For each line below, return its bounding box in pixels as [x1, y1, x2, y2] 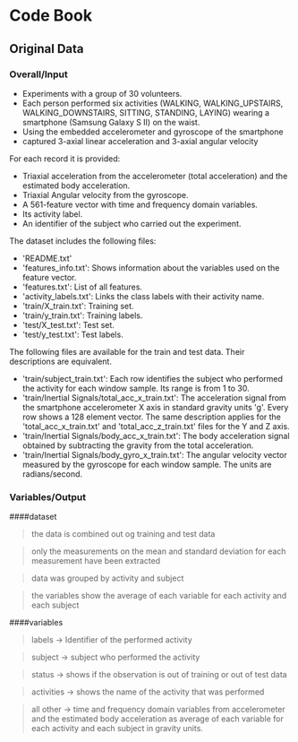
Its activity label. [21, 208, 83, 220]
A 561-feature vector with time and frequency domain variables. [21, 199, 258, 210]
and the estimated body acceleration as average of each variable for [30, 713, 284, 724]
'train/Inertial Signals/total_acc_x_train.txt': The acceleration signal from [21, 392, 286, 403]
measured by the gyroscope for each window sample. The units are [21, 459, 272, 470]
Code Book [9, 5, 92, 26]
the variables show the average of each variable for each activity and [30, 591, 287, 601]
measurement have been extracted [30, 556, 161, 566]
